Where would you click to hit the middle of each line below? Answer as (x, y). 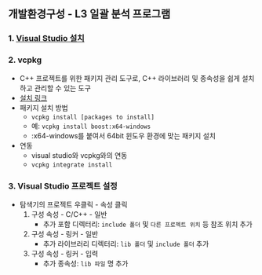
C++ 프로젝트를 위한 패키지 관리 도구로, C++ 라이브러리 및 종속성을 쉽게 (130, 78)
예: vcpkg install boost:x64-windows (91, 126)
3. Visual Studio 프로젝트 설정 (63, 185)
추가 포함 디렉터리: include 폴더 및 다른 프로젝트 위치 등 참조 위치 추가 (147, 224)
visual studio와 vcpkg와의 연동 (79, 155)
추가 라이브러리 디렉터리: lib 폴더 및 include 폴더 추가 (126, 244)
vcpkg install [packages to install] (93, 117)
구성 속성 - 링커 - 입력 (65, 253)
